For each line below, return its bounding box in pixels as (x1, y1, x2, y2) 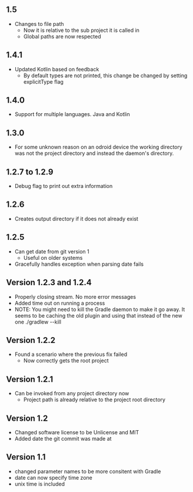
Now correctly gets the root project (23, 357, 109, 364)
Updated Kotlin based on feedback (14, 65, 99, 72)
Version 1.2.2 (6, 335, 56, 345)
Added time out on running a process (14, 299, 105, 306)
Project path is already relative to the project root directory (23, 396, 166, 403)
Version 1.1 (6, 452, 46, 462)
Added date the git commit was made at (14, 435, 112, 442)
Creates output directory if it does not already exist (14, 215, 138, 222)
